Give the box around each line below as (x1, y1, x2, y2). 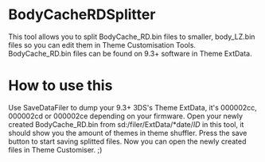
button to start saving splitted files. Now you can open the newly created (8, 137, 247, 146)
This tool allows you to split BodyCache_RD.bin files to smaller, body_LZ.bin (8, 32, 255, 41)
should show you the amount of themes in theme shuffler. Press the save (8, 128, 247, 137)
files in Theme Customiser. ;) (8, 145, 103, 154)
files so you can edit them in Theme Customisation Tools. (8, 40, 197, 49)
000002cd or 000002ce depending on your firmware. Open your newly (8, 111, 244, 121)
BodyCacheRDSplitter (8, 6, 156, 24)
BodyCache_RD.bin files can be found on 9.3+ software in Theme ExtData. (8, 48, 252, 58)
